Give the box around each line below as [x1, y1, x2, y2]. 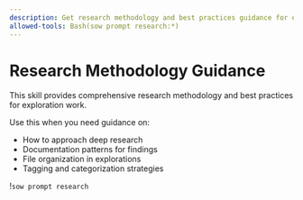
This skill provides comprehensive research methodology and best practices [9, 90, 294, 101]
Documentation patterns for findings [22, 144, 158, 155]
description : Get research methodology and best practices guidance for [9, 13, 289, 23]
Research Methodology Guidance [9, 60, 266, 81]
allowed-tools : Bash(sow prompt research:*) [9, 22, 179, 31]
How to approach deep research [22, 134, 143, 145]
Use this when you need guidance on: [9, 117, 151, 128]
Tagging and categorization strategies [22, 163, 164, 174]
